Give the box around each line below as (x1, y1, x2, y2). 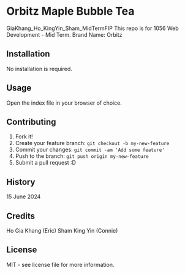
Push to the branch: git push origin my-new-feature (15, 152, 149, 160)
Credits (6, 211, 36, 221)
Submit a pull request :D (15, 159, 77, 166)
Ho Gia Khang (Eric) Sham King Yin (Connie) (6, 227, 118, 234)
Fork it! (15, 133, 34, 140)
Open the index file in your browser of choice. (6, 99, 123, 107)
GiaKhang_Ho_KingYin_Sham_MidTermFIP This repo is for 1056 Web (6, 24, 179, 32)
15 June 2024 (6, 193, 41, 200)
